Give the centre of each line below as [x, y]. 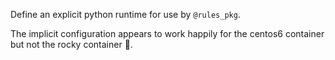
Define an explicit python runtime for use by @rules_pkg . [125, 14]
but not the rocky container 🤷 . [71, 44]
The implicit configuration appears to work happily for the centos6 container [167, 33]
